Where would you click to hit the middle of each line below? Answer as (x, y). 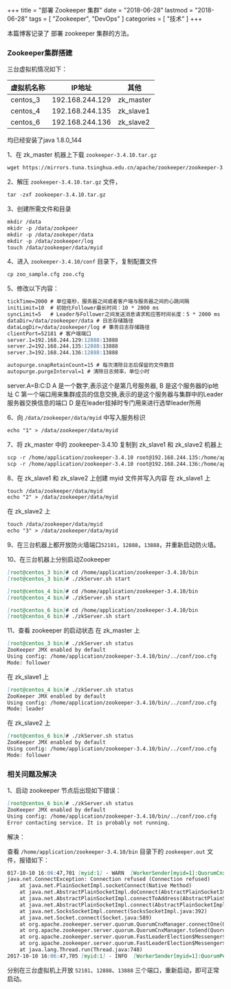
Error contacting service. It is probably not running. (89, 822)
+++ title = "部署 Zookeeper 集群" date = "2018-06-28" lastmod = (100, 10)
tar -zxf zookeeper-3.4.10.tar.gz (57, 195)
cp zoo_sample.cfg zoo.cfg (46, 275)
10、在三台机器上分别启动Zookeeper (59, 560)
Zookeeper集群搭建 (40, 52)
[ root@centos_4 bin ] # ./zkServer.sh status (70, 690)
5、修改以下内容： (33, 288)
